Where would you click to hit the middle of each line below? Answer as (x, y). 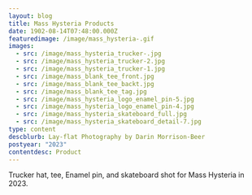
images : (22, 46)
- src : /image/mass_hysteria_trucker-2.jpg (90, 62)
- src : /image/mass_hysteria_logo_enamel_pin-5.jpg (105, 99)
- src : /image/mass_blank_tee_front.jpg (85, 76)
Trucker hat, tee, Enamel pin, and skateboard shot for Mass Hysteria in (126, 175)
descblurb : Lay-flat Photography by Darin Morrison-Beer (107, 136)
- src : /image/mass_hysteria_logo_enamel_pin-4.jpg (105, 106)
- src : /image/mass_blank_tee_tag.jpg (82, 91)
